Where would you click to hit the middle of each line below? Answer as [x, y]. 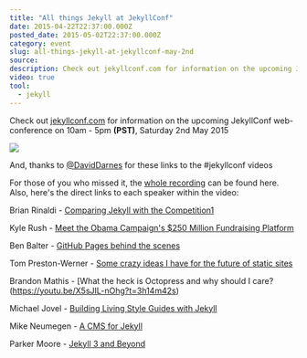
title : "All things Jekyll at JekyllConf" [91, 18]
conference [31, 130]
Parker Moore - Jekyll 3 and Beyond [78, 343]
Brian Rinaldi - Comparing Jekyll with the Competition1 [112, 210]
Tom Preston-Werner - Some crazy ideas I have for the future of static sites [151, 263]
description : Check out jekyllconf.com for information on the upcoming [151, 69]
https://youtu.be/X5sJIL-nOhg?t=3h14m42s [94, 290]
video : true [32, 78]
